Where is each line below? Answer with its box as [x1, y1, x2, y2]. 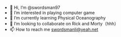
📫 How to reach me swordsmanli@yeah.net [9, 27, 99, 32]
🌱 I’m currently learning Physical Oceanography [9, 15, 106, 20]
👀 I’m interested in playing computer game [9, 10, 95, 16]
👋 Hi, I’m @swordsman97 [9, 5, 60, 10]
